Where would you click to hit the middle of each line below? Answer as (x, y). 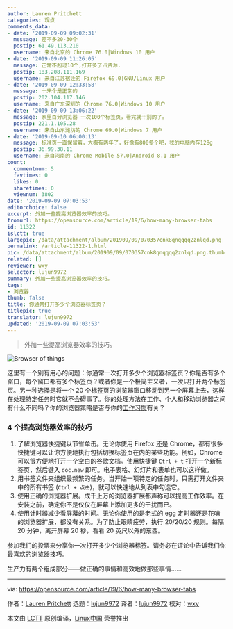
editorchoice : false (37, 208)
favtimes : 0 (31, 175)
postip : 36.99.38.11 (43, 149)
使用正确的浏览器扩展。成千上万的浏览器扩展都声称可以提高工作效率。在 (120, 496)
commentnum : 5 (34, 169)
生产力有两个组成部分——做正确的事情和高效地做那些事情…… (95, 569)
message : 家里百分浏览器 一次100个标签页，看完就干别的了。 (90, 117)
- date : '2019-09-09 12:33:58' (52, 85)
